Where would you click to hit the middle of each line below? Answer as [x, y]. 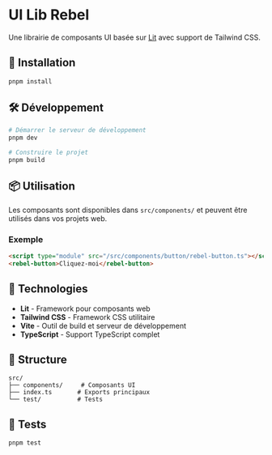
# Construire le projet [49, 153]
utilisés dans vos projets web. [58, 218]
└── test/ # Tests [56, 400]
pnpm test [25, 443]
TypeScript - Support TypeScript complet [90, 334]
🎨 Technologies [48, 289]
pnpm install [30, 81]
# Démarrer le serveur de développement [78, 130]
